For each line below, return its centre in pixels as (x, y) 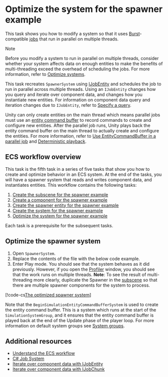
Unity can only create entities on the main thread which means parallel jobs (83, 115)
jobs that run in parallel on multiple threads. (74, 39)
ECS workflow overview (43, 157)
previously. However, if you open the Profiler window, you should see (83, 269)
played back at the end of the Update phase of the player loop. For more (79, 320)
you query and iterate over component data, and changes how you (74, 94)
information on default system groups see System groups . (65, 326)
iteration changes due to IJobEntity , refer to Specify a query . (68, 105)
